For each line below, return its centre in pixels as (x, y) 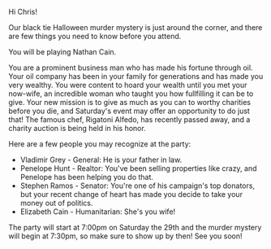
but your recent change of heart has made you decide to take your (131, 194)
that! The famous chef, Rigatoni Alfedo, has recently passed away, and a (129, 120)
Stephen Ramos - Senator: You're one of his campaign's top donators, (138, 186)
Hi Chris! (23, 12)
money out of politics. (56, 203)
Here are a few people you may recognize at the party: (100, 144)
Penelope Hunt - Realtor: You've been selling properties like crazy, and (138, 168)
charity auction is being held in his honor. (77, 128)
